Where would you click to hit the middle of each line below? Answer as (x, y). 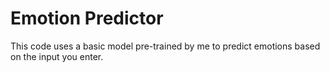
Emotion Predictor (87, 18)
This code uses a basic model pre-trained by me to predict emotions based (165, 46)
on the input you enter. (57, 56)
